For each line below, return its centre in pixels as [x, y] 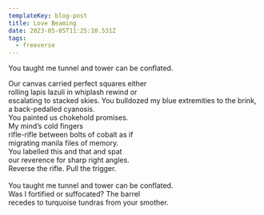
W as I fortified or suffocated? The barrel [74, 194]
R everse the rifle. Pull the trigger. [62, 169]
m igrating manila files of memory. [63, 143]
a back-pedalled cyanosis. [52, 109]
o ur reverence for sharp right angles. [69, 160]
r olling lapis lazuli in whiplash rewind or [73, 92]
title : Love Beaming [43, 23]
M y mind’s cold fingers [46, 126]
